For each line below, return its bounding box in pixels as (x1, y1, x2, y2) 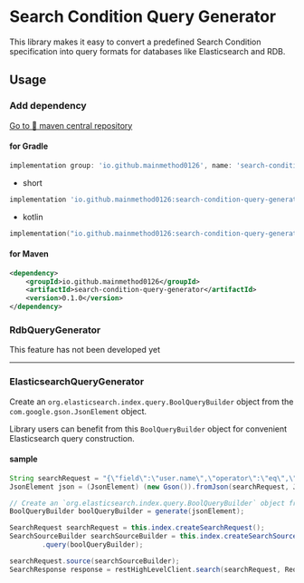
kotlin (22, 211, 43, 222)
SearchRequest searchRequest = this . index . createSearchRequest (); (9, 523, 265, 532)
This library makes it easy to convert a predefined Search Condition (9, 36, 261, 47)
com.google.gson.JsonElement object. (9, 405, 147, 416)
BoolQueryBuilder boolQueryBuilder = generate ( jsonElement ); (9, 507, 245, 516)
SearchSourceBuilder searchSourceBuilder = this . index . (9, 532, 224, 541)
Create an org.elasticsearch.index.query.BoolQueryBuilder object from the (9, 396, 294, 407)
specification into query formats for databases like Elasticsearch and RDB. (9, 45, 286, 56)
